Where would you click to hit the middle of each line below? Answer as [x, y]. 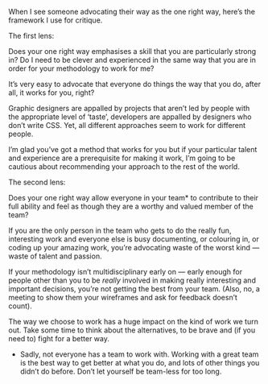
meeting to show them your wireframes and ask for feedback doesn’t [123, 297]
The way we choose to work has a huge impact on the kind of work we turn [134, 322]
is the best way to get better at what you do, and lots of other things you [140, 363]
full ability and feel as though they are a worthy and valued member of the [131, 206]
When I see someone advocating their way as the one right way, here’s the [132, 12]
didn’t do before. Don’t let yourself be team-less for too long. [121, 371]
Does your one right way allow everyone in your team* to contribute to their [134, 198]
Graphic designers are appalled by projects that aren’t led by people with [129, 108]
